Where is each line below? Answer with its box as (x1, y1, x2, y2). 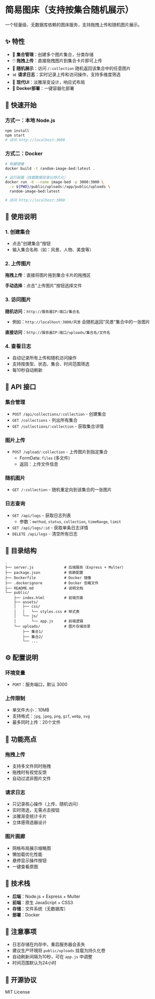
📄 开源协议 (5, 975, 37, 984)
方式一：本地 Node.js (5, 117, 55, 124)
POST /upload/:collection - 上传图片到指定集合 (12, 449, 108, 455)
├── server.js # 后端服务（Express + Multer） (5, 565, 126, 570)
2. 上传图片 (5, 260, 31, 267)
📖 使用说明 (5, 212, 37, 221)
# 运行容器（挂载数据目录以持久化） (5, 175, 68, 180)
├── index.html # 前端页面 (14, 595, 84, 600)
